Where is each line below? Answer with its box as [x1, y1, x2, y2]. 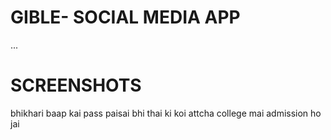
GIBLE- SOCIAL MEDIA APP [10, 6, 241, 29]
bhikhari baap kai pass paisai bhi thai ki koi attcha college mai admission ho [10, 107, 322, 119]
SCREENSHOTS [10, 74, 142, 97]
